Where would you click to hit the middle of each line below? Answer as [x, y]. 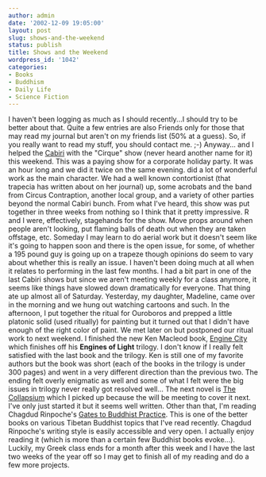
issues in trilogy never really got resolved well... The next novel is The [122, 389]
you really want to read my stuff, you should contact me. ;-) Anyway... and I [131, 144]
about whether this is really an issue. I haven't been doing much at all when [131, 263]
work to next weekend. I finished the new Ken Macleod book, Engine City [128, 339]
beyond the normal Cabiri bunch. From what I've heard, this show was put [129, 204]
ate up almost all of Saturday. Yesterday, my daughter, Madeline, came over [132, 296]
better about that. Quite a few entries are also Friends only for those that [126, 128]
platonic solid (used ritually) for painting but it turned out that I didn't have [129, 321]
